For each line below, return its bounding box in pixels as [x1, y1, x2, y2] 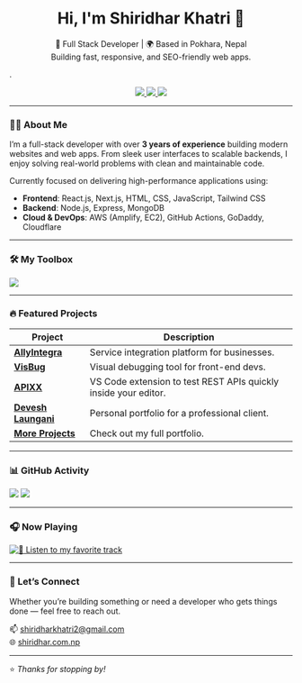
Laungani [13, 412, 55, 424]
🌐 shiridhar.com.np [9, 636, 81, 647]
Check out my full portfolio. [89, 427, 205, 440]
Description [163, 331, 215, 343]
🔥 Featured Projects [9, 307, 98, 320]
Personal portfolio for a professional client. [89, 406, 270, 419]
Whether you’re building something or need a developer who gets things [9, 596, 278, 606]
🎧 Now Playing [9, 521, 78, 533]
